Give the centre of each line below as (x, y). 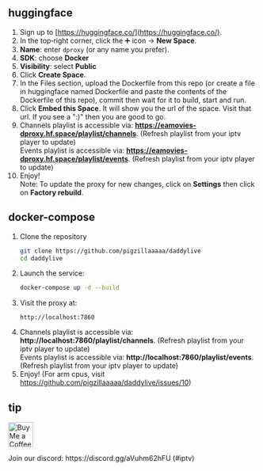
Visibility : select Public (58, 66)
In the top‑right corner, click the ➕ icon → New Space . (108, 40)
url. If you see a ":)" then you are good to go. (93, 116)
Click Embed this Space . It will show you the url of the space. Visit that (135, 108)
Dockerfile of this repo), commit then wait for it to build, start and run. (133, 100)
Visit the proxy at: (48, 303)
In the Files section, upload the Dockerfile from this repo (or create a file (137, 83)
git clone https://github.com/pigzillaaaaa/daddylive (110, 251)
